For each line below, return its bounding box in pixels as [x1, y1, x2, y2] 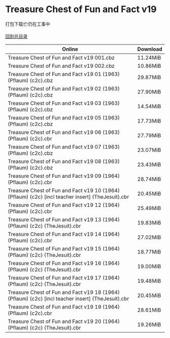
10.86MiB [137, 62, 161, 69]
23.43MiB [137, 161, 161, 168]
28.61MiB [137, 306, 161, 313]
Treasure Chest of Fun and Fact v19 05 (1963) [8, 114, 120, 121]
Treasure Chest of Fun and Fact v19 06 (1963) [8, 129, 120, 136]
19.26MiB [137, 321, 161, 328]
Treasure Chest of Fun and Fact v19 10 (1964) [8, 187, 120, 194]
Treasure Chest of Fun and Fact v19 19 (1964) [8, 303, 120, 310]
